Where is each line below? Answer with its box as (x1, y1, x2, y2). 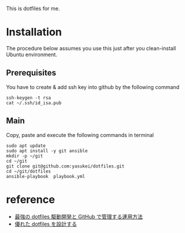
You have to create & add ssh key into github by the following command (6, 83, 180, 90)
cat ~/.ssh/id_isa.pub (6, 100, 62, 106)
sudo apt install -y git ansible (6, 148, 88, 154)
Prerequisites (6, 68, 56, 78)
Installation (6, 26, 62, 39)
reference (6, 193, 55, 206)
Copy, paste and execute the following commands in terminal (6, 131, 154, 138)
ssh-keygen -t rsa (6, 95, 51, 101)
